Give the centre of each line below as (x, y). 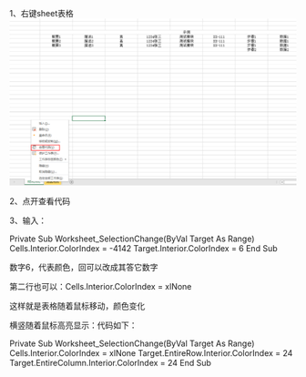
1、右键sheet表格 (42, 13)
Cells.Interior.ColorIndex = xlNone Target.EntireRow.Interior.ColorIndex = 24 (151, 352)
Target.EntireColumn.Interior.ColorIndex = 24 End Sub (111, 362)
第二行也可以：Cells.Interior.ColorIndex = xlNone (101, 286)
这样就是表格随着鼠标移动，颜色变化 (77, 306)
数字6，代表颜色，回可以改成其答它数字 (84, 267)
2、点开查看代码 (40, 201)
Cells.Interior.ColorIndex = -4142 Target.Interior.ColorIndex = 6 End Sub (143, 248)
